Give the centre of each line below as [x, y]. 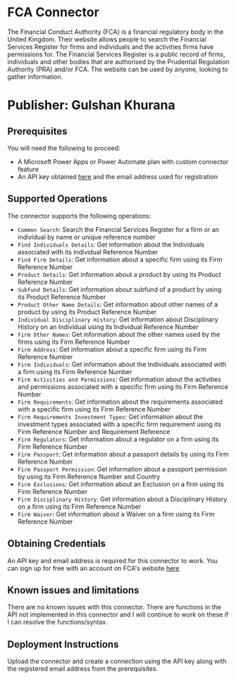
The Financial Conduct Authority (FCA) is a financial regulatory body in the [116, 32]
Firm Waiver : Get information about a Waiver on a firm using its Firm [116, 514]
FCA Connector [54, 12]
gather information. [35, 76]
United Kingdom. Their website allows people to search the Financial [107, 39]
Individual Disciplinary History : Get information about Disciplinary [118, 319]
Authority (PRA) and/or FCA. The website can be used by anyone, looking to [118, 69]
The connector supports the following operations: [79, 216]
